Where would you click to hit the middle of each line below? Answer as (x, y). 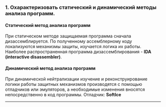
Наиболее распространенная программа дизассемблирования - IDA (78, 52)
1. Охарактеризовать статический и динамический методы (81, 7)
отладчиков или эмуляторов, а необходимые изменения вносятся (75, 89)
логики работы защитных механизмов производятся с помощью (74, 84)
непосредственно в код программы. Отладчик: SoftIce (63, 95)
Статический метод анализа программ (48, 25)
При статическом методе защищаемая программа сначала (68, 36)
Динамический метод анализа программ (50, 68)
